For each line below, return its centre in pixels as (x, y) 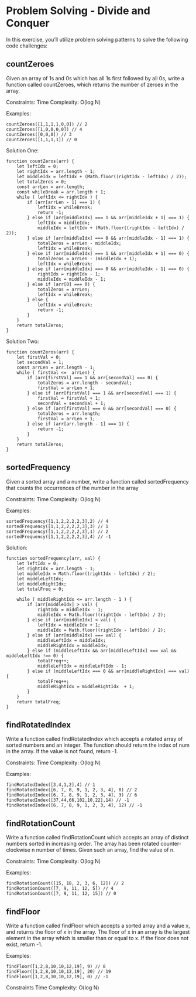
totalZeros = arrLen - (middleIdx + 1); (87, 258)
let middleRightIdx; (42, 584)
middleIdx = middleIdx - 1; (72, 279)
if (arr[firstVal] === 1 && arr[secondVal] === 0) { (93, 377)
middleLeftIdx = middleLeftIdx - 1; (82, 666)
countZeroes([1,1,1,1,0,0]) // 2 (47, 124)
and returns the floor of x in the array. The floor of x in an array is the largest (98, 932)
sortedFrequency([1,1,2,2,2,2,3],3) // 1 (57, 526)
